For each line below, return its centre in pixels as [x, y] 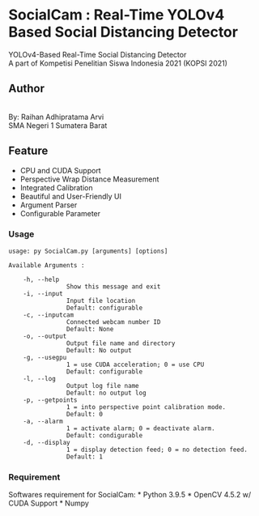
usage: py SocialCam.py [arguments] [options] [88, 251]
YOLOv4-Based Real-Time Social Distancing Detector [98, 54]
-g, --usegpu [45, 357]
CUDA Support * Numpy [49, 503]
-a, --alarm [43, 421]
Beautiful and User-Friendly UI [71, 196]
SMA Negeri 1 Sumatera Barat [58, 125]
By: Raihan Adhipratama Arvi [56, 117]
